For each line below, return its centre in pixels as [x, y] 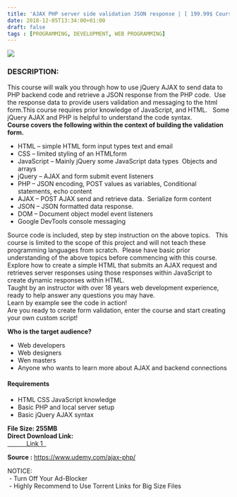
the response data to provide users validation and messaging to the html [113, 102]
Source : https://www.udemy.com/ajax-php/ [72, 457]
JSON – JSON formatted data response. [75, 206]
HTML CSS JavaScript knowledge [67, 399]
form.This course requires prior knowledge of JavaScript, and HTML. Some [119, 110]
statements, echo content [55, 191]
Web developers [41, 345]
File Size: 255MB [32, 428]
